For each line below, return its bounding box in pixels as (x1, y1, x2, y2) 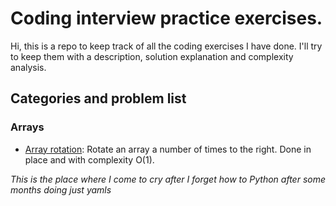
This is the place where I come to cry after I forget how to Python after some (10, 173, 326, 185)
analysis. (10, 61, 47, 73)
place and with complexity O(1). (24, 153, 155, 166)
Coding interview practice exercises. (10, 7, 323, 30)
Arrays (10, 120, 45, 134)
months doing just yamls (10, 183, 112, 196)
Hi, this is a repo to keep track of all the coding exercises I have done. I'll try (10, 40, 323, 52)
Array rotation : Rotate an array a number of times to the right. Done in (24, 143, 312, 155)
